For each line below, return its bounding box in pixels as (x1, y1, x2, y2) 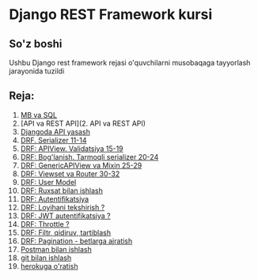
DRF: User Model (20, 177, 77, 187)
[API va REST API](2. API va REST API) (20, 119, 146, 128)
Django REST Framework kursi (9, 6, 213, 24)
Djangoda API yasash (20, 126, 90, 136)
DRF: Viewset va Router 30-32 (20, 168, 120, 179)
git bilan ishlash (20, 253, 72, 262)
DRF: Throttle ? (20, 219, 70, 228)
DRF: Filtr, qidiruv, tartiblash (20, 228, 112, 237)
